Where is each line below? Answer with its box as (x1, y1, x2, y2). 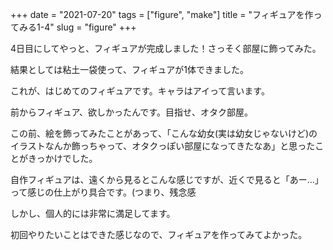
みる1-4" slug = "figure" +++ (18, 21, 137, 33)
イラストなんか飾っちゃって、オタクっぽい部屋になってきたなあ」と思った (10, 140, 316, 152)
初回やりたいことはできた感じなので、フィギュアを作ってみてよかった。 (10, 229, 308, 240)
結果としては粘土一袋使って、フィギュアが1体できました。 (10, 64, 250, 75)
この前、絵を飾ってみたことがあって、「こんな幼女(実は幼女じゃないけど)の (10, 128, 318, 139)
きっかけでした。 (27, 153, 98, 164)
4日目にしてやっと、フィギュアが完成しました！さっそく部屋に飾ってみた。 (10, 43, 322, 54)
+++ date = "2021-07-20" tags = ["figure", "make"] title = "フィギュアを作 (10, 9, 314, 20)
